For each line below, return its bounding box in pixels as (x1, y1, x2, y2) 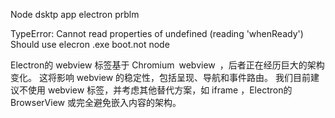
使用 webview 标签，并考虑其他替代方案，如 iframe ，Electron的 (27, 84, 293, 96)
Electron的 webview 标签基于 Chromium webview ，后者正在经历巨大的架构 (10, 59, 325, 71)
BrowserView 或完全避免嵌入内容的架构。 (10, 97, 182, 108)
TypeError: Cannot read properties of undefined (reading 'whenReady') (10, 28, 304, 39)
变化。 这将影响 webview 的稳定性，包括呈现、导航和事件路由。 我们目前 (10, 72, 312, 83)
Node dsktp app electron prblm (10, 9, 140, 20)
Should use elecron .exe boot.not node (10, 39, 170, 50)
